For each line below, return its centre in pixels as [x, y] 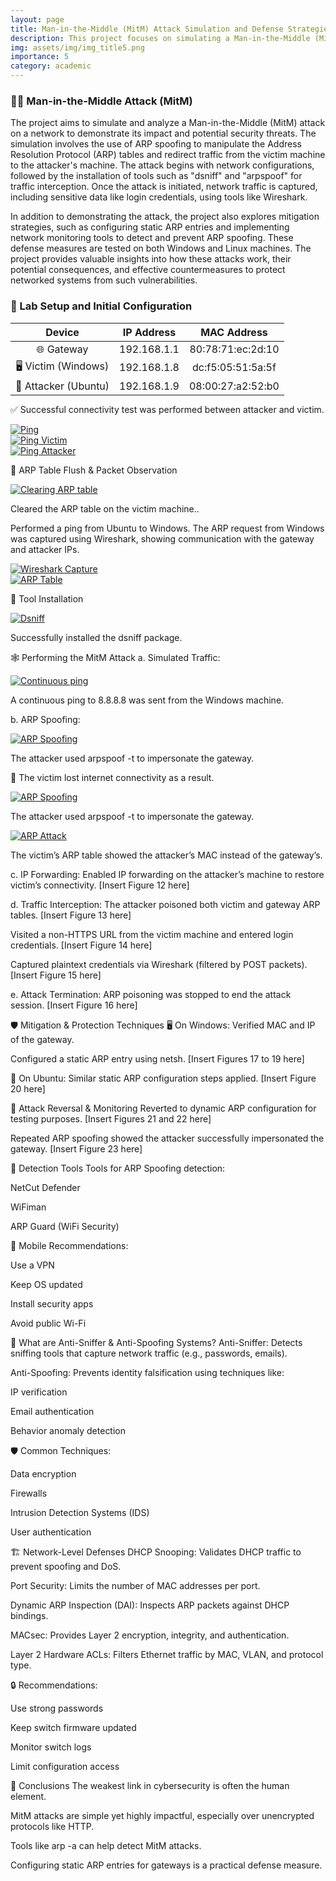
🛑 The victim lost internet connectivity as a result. [112, 777]
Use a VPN [32, 1265]
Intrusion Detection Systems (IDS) [80, 1512]
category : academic [51, 66]
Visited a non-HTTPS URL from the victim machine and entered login [152, 934]
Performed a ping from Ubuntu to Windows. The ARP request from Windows [167, 528]
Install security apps [52, 1303]
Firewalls [29, 1493]
